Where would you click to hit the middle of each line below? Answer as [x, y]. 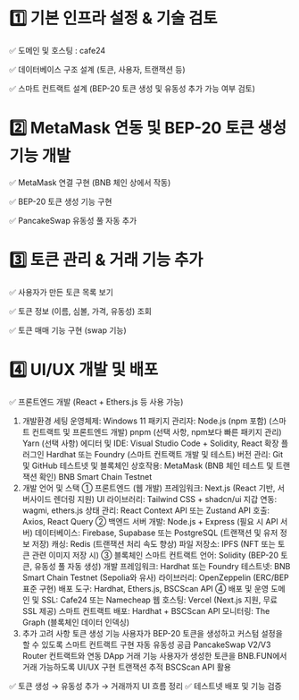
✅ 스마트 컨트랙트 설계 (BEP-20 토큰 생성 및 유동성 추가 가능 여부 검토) [133, 88]
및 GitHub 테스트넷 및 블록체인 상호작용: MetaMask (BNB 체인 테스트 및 [148, 465]
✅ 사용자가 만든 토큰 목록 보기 [62, 292]
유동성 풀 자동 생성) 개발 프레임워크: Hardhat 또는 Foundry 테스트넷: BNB [162, 566]
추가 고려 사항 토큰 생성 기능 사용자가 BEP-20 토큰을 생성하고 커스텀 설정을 [152, 633]
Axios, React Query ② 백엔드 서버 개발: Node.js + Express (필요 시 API [150, 521]
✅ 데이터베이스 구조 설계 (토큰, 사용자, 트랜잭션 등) [97, 69]
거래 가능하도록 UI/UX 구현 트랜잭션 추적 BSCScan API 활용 [127, 667]
